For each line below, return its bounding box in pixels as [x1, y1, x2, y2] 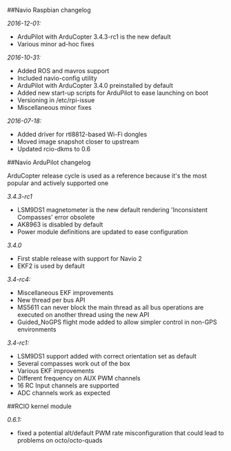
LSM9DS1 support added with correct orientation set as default [17, 352, 197, 360]
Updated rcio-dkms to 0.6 [17, 145, 91, 153]
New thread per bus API [17, 296, 86, 304]
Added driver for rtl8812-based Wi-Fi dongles [17, 131, 148, 138]
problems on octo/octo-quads [17, 436, 103, 444]
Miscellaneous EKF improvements [17, 289, 114, 296]
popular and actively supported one [7, 179, 109, 187]
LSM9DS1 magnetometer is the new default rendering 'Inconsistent [17, 206, 208, 213]
